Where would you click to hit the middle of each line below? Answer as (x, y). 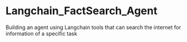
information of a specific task (41, 33)
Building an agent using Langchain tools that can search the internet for (93, 27)
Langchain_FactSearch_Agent (82, 11)
